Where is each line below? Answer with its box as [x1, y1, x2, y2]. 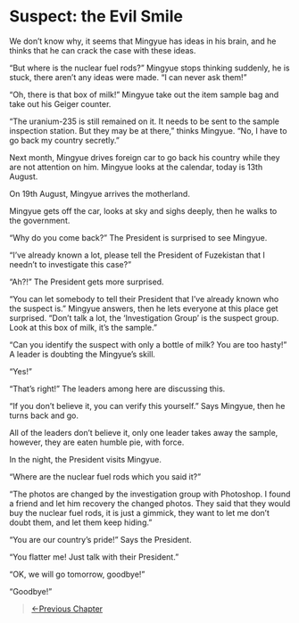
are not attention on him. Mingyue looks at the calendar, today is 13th [9, 161, 263, 172]
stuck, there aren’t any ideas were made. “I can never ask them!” [9, 71, 247, 82]
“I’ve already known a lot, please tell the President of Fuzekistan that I [9, 250, 266, 260]
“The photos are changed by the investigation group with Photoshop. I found [9, 488, 291, 499]
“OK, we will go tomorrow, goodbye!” [9, 569, 145, 579]
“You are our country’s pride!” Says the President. [9, 534, 192, 545]
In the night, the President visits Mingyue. [9, 454, 162, 464]
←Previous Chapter [30, 603, 104, 614]
